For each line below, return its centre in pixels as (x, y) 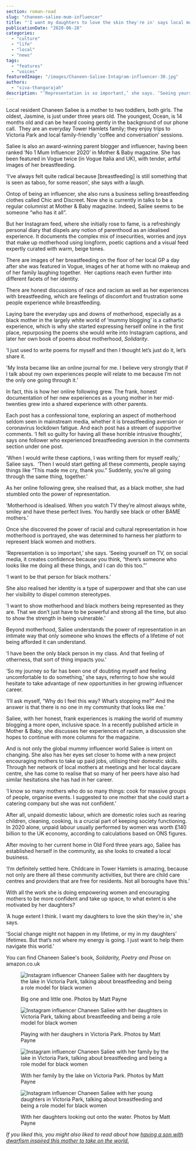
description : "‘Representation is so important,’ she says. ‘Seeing (91, 93)
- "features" (27, 66)
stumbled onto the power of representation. (58, 494)
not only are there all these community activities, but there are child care (93, 875)
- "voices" (24, 71)
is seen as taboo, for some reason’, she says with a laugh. (75, 182)
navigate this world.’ (30, 946)
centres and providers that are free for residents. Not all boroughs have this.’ (98, 881)
